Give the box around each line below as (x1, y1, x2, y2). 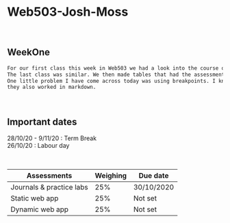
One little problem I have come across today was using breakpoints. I (7, 77, 216, 84)
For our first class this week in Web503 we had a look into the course (7, 64, 219, 72)
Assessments (26, 171, 73, 181)
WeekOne (7, 47, 50, 58)
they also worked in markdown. (7, 83, 97, 91)
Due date (138, 171, 169, 181)
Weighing (94, 171, 127, 181)
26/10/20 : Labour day (7, 142, 70, 150)
